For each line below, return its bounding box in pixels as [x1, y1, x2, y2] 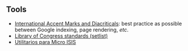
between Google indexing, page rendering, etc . [14, 26, 129, 33]
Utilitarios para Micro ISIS [14, 38, 76, 45]
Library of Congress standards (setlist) [14, 32, 108, 39]
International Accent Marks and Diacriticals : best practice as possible [14, 20, 182, 27]
